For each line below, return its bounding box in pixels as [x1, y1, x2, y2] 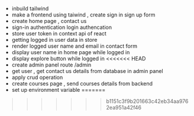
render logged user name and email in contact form [11, 42, 138, 49]
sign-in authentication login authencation [11, 24, 112, 31]
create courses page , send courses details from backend [11, 80, 153, 87]
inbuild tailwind [11, 5, 49, 12]
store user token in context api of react [11, 30, 106, 37]
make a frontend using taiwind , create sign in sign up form [11, 11, 156, 18]
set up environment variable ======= [11, 87, 106, 93]
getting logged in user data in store [11, 37, 98, 43]
